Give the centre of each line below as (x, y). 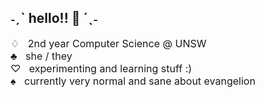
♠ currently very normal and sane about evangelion (133, 81)
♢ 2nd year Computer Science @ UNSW (108, 43)
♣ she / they (41, 56)
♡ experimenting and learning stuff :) (101, 68)
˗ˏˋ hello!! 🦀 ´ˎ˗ (54, 18)
